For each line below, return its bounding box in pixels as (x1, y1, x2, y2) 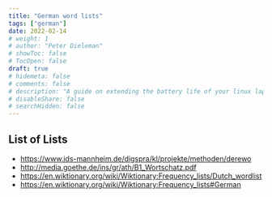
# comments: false (8, 79, 70, 88)
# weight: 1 (8, 34, 49, 43)
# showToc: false (8, 49, 67, 58)
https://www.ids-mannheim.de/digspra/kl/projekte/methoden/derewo (19, 153, 252, 163)
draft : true (8, 65, 49, 73)
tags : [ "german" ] (8, 19, 67, 28)
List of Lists (8, 132, 68, 146)
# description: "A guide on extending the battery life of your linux (8, 87, 252, 96)
